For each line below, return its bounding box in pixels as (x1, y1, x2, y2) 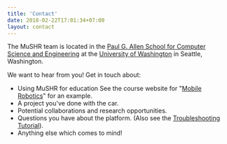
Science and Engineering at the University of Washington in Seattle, (7, 50, 203, 58)
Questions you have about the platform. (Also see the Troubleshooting (17, 114, 221, 122)
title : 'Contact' (7, 10, 58, 17)
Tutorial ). (17, 122, 44, 130)
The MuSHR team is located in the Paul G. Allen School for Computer (7, 43, 206, 51)
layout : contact (7, 23, 55, 30)
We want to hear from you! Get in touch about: (7, 71, 142, 79)
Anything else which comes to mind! (17, 129, 123, 137)
